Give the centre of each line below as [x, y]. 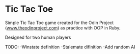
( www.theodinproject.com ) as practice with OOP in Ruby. [63, 27]
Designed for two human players [38, 37]
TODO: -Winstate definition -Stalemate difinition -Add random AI [70, 47]
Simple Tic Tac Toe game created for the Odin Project [59, 23]
